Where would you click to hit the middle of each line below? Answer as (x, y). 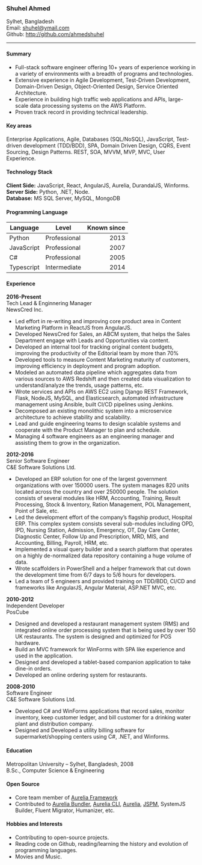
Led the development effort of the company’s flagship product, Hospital (103, 517)
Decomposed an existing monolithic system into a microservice (93, 411)
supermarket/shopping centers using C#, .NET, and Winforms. (92, 737)
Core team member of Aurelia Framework (66, 797)
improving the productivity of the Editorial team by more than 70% (97, 353)
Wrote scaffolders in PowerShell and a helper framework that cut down (103, 569)
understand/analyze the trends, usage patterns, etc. (79, 385)
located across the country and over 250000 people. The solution (96, 492)
